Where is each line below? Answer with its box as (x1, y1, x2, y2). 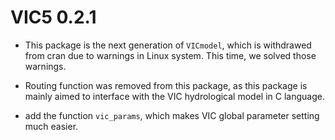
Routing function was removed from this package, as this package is (24, 79, 308, 91)
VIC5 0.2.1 (10, 6, 97, 29)
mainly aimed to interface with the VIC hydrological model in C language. (24, 90, 325, 102)
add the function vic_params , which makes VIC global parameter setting (24, 109, 320, 121)
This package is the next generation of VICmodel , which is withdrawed (24, 39, 312, 51)
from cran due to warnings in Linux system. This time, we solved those (24, 49, 317, 61)
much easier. (24, 120, 79, 132)
